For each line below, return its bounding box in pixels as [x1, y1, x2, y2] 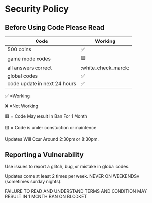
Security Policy [5, 3, 69, 15]
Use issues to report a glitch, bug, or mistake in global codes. [5, 163, 130, 169]
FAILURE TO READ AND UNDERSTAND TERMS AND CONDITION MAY [5, 188, 147, 194]
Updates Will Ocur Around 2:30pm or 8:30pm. [5, 136, 99, 142]
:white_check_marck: [80, 64, 130, 71]
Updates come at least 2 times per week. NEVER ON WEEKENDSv [5, 173, 140, 179]
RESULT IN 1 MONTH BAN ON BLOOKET [5, 193, 87, 199]
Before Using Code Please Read [5, 23, 105, 32]
